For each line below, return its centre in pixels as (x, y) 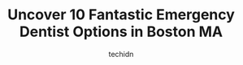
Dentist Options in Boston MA (121, 32)
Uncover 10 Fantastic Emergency (121, 15)
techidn (121, 54)
